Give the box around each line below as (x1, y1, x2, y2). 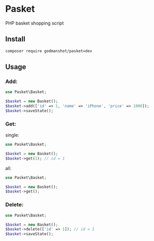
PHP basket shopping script (5, 20, 64, 26)
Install (5, 35, 25, 43)
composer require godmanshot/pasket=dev (5, 48, 93, 54)
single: (5, 132, 19, 138)
